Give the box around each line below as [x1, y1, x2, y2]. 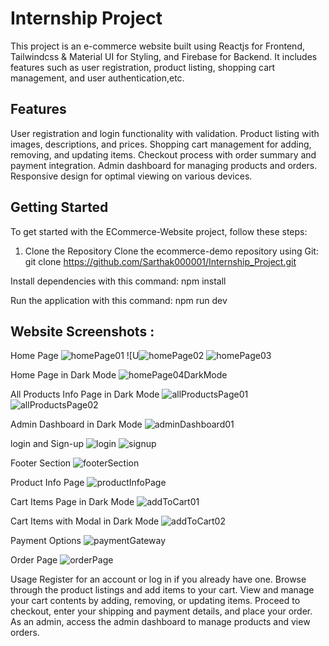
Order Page [10, 554, 58, 566]
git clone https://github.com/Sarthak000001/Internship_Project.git [24, 255, 297, 267]
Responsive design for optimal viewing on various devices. [10, 170, 253, 182]
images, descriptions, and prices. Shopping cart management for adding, [10, 138, 312, 150]
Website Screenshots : [10, 323, 155, 340]
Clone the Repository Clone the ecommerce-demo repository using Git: [24, 245, 319, 257]
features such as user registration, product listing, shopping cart [10, 61, 276, 73]
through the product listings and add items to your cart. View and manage [10, 584, 315, 596]
